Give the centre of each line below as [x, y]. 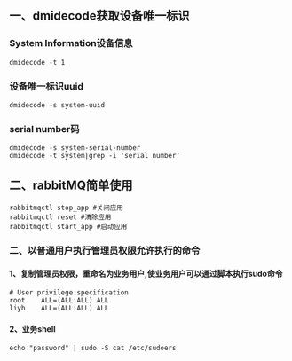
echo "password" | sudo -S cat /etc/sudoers [93, 349]
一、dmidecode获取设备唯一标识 [99, 16]
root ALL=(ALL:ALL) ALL [59, 301]
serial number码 [44, 129]
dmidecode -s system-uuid [57, 105]
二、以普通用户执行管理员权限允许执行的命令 [105, 251]
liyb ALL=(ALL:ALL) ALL [59, 309]
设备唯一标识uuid [47, 86]
